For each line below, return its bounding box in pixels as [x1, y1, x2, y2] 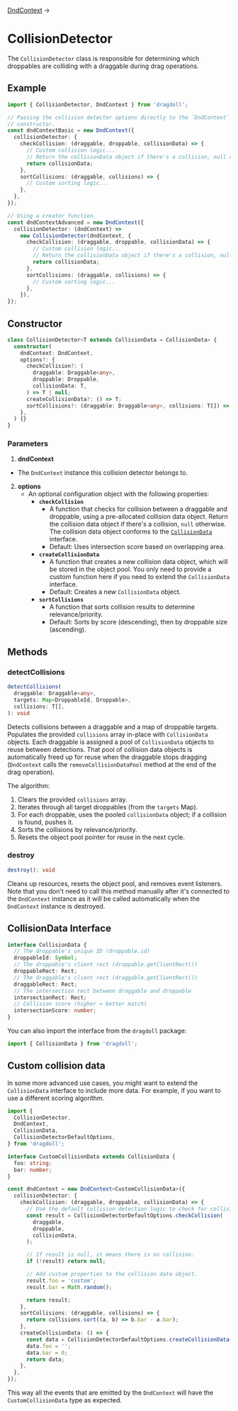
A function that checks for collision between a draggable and [49, 505, 228, 513]
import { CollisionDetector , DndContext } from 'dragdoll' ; [7, 101, 189, 108]
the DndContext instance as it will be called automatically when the [7, 894, 200, 903]
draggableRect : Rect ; [13, 981, 78, 988]
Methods [7, 646, 48, 658]
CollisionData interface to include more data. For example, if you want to [7, 1086, 221, 1094]
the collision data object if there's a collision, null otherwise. [49, 520, 227, 529]
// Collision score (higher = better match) [13, 1001, 147, 1008]
